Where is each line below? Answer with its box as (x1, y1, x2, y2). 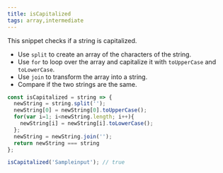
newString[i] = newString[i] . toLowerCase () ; (20, 120, 154, 127)
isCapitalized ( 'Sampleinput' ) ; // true (7, 159, 125, 166)
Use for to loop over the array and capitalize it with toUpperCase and (17, 57, 217, 66)
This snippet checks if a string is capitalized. (7, 36, 137, 44)
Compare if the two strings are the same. (17, 80, 137, 88)
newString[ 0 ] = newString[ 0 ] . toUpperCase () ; (13, 107, 147, 114)
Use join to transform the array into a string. (17, 72, 148, 81)
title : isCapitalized (7, 10, 72, 18)
